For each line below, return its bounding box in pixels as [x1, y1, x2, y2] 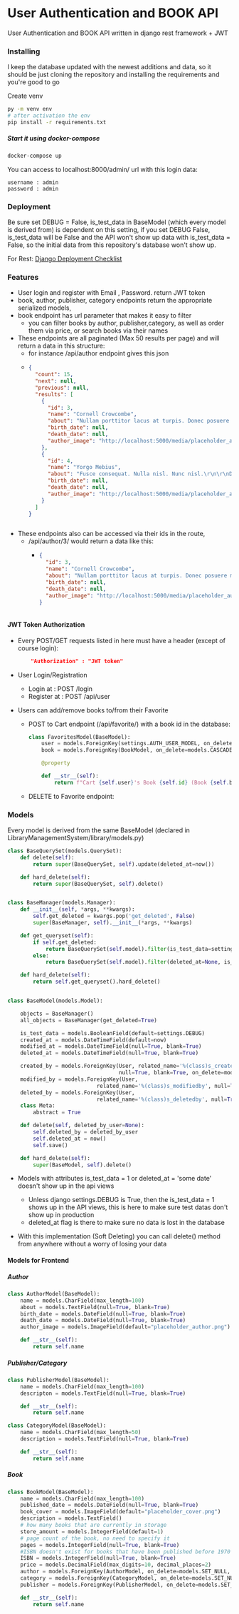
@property [41, 760, 70, 767]
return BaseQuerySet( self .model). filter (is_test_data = [45, 945, 212, 952]
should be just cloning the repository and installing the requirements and [7, 70, 220, 79]
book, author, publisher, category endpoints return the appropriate [17, 296, 213, 305]
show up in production [28, 1211, 95, 1219]
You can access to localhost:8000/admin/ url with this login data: [7, 165, 198, 173]
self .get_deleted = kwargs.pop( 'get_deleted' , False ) [33, 912, 196, 920]
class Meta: [20, 1102, 55, 1109]
